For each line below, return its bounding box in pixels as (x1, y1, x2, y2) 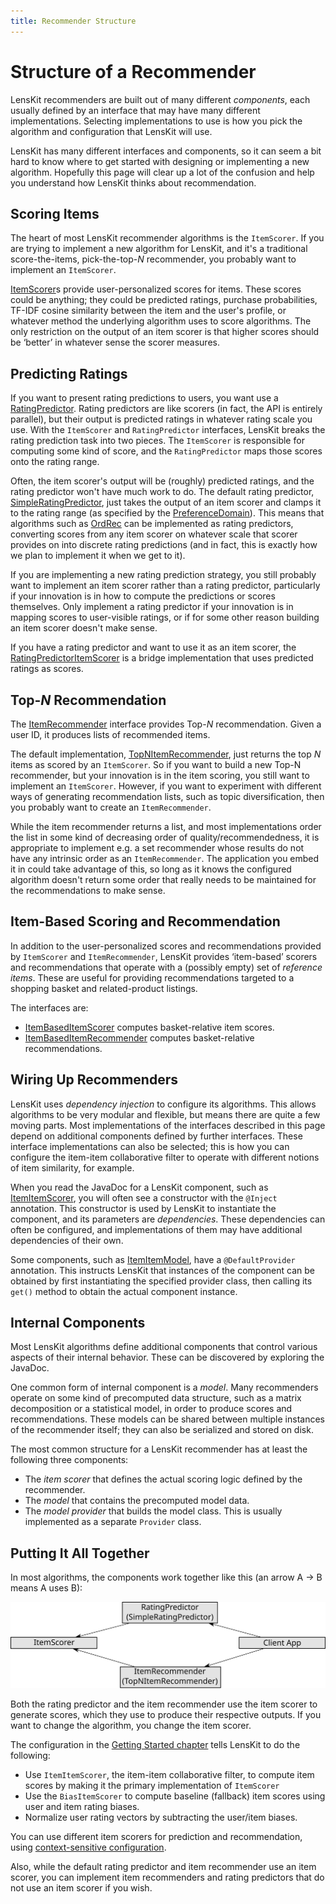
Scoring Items (10, 205, 100, 222)
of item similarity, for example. (10, 1161, 135, 1174)
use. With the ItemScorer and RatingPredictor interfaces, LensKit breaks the (10, 424, 326, 436)
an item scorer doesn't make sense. (10, 622, 158, 634)
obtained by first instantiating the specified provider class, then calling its (10, 1275, 313, 1287)
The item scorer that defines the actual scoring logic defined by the (24, 1473, 303, 1485)
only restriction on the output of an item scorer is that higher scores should (10, 326, 320, 338)
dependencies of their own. (10, 1234, 124, 1246)
